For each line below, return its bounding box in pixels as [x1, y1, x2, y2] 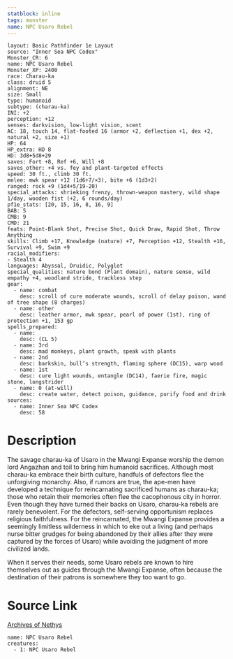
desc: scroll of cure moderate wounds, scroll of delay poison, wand [20, 293, 227, 300]
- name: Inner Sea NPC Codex [13, 403, 98, 410]
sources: [7, 397, 33, 404]
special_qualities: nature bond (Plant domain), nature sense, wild [7, 268, 211, 276]
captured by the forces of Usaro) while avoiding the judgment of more [7, 537, 209, 546]
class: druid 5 [7, 79, 52, 86]
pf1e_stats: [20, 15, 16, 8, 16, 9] [7, 201, 114, 208]
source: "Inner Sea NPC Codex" [7, 48, 98, 56]
